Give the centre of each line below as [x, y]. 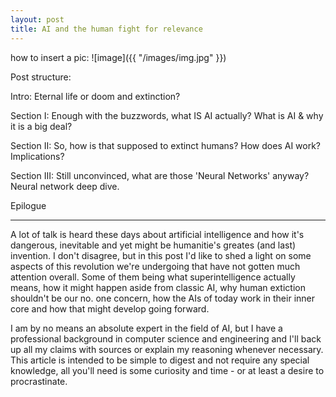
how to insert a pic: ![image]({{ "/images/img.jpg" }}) [118, 57]
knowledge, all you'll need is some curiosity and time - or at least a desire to [167, 370]
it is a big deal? [41, 126]
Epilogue [28, 205]
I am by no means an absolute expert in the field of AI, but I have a [146, 328]
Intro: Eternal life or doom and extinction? [95, 96]
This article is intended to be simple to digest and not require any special [160, 360]
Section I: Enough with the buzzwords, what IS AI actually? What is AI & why [167, 115]
